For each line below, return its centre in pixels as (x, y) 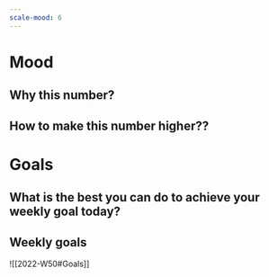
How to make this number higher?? (109, 125)
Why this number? (62, 95)
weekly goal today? (65, 212)
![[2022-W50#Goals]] (49, 264)
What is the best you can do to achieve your (134, 197)
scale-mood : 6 (36, 18)
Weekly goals (48, 242)
